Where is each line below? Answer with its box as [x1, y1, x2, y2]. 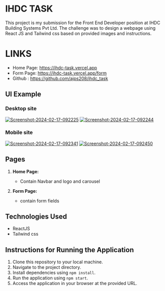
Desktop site [5, 105, 37, 112]
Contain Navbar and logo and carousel [20, 178, 101, 184]
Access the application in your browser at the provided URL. [12, 280, 137, 286]
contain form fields [20, 197, 59, 204]
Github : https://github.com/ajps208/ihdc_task [12, 75, 108, 81]
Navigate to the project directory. [12, 264, 81, 270]
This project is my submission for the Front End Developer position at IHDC [5, 20, 160, 26]
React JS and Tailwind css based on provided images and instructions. [5, 30, 152, 36]
